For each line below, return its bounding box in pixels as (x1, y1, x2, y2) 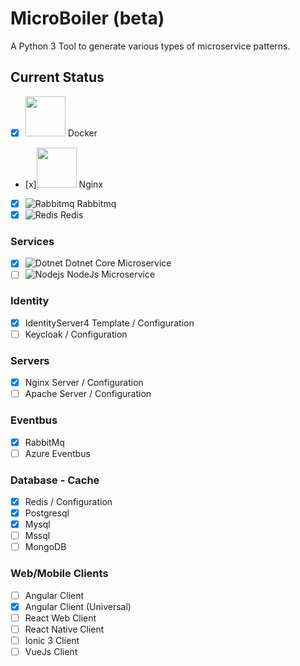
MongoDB (24, 541, 67, 553)
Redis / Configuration (24, 495, 113, 507)
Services (10, 234, 55, 248)
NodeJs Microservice (66, 268, 156, 281)
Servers (10, 353, 50, 367)
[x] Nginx (24, 178, 104, 190)
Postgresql (24, 507, 70, 519)
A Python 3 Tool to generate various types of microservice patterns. (10, 40, 291, 52)
